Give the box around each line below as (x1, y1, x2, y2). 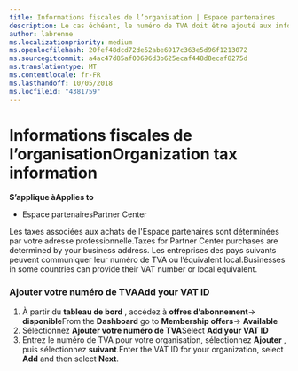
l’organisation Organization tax (9, 143, 238, 164)
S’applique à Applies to (9, 192, 95, 203)
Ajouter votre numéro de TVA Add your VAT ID (9, 286, 210, 298)
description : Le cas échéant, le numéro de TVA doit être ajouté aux (9, 21, 272, 30)
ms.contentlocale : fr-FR (9, 71, 101, 80)
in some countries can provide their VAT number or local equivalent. (9, 264, 258, 274)
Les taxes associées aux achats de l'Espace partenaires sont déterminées (9, 227, 279, 237)
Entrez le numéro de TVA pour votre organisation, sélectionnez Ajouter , (21, 334, 286, 345)
